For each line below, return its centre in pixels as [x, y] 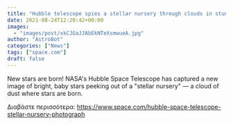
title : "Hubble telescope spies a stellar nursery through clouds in [110, 14]
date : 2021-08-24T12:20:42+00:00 [55, 20]
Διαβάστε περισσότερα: [41, 107]
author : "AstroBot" [35, 40]
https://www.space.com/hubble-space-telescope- [149, 107]
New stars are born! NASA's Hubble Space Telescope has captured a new [113, 78]
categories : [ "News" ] [38, 46]
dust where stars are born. [45, 93]
